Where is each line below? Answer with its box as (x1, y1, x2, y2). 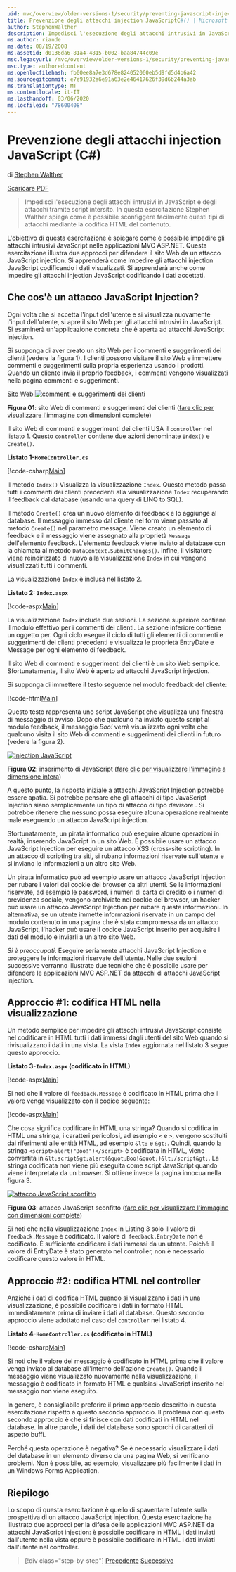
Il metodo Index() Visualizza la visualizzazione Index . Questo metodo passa (7, 480, 227, 489)
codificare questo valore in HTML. (7, 1255, 106, 1263)
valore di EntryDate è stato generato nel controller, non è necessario (7, 1247, 205, 1255)
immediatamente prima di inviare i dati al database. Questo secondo (7, 1309, 204, 1317)
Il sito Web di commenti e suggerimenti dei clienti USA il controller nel (7, 424, 213, 433)
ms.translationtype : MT (7, 82, 77, 89)
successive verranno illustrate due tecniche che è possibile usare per (7, 961, 209, 969)
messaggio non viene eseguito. (7, 1387, 98, 1395)
